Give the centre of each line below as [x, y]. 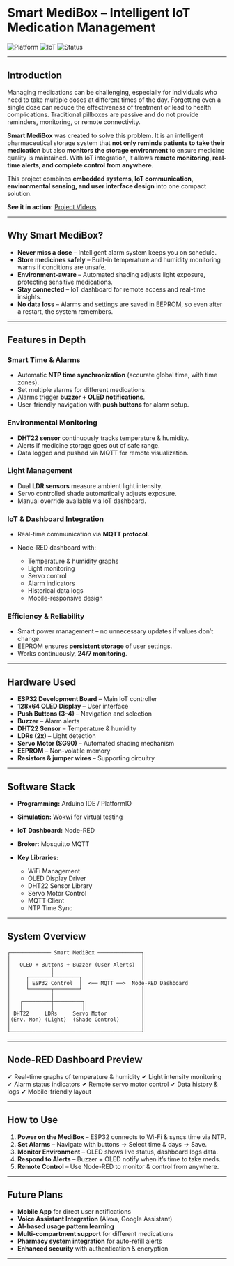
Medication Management [81, 28]
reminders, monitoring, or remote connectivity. [74, 122]
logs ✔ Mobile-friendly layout [49, 1091]
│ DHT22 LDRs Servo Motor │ [76, 1013]
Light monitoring [51, 568]
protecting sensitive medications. [65, 282]
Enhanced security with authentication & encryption [93, 1249]
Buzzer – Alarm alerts [48, 721]
